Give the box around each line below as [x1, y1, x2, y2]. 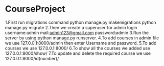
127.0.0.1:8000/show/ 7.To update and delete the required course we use [5, 50, 151, 56]
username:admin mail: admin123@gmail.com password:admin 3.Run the [5, 30, 149, 35]
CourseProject [5, 3, 66, 15]
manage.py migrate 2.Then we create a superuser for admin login [5, 24, 138, 30]
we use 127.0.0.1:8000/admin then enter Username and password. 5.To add [5, 40, 157, 46]
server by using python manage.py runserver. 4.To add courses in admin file [5, 35, 159, 41]
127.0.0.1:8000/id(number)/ [5, 55, 59, 61]
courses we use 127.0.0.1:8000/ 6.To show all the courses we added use [5, 45, 150, 51]
